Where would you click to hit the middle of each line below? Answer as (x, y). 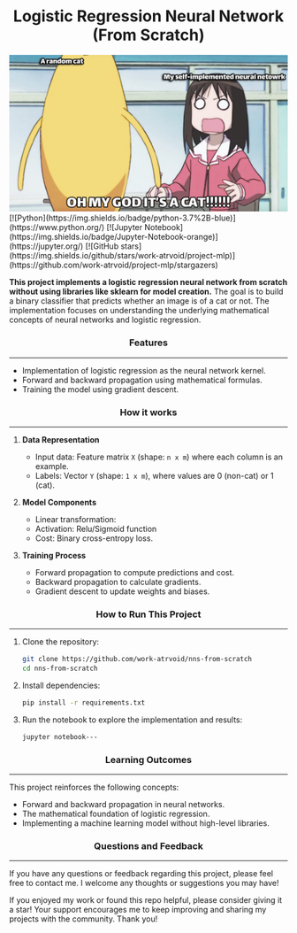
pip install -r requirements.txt (84, 703)
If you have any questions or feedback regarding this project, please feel (141, 874)
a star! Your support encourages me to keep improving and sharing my (138, 910)
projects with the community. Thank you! (84, 919)
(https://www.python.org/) (57, 227)
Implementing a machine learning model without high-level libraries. (145, 823)
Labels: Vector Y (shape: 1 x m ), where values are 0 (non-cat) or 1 (154, 476)
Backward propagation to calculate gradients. (118, 582)
